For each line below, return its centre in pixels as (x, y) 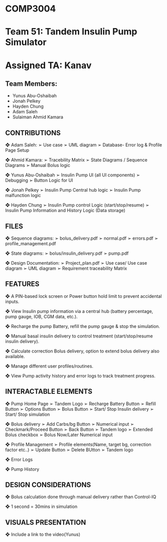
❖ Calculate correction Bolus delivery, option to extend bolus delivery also (82, 351)
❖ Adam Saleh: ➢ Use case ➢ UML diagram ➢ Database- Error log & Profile (83, 145)
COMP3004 (31, 9)
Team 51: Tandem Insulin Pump (71, 32)
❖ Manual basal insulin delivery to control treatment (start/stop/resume (79, 336)
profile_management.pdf (31, 243)
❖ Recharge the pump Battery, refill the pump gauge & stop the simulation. (83, 326)
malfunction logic (23, 196)
